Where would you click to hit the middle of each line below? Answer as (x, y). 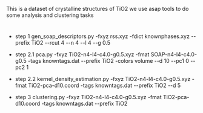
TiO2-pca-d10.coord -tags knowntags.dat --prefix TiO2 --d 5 (105, 86)
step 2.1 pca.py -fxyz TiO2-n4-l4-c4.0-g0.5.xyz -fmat (82, 54)
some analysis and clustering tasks (50, 15)
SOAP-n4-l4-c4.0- (174, 54)
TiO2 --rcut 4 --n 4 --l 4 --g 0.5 (71, 43)
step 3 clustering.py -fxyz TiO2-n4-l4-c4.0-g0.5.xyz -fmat (88, 97)
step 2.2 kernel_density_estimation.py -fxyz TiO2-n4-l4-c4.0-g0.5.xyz (103, 79)
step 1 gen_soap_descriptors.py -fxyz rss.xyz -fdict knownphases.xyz (102, 36)
